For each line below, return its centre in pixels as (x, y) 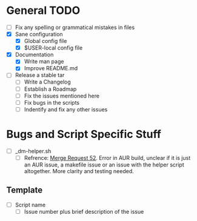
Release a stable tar (40, 75)
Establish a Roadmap (50, 89)
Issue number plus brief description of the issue (84, 211)
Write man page (44, 62)
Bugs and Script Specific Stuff (84, 134)
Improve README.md (51, 68)
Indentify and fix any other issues (66, 109)
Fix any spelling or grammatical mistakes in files (75, 27)
